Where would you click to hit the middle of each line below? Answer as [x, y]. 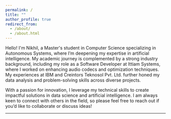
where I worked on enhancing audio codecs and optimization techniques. [82, 69]
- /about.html [25, 33]
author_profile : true [28, 19]
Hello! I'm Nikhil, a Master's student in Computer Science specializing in [81, 48]
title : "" [16, 15]
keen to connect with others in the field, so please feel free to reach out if [82, 101]
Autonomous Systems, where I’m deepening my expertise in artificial [77, 53]
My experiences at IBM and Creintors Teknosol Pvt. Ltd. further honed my [82, 75]
